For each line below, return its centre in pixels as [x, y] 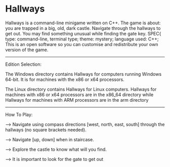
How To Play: [19, 114]
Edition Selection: [24, 64]
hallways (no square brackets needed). [46, 130]
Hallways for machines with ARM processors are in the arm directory [77, 100]
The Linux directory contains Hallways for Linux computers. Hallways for [81, 89]
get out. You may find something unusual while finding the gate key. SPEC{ [83, 33]
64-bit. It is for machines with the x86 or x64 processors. [65, 79]
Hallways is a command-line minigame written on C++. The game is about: [83, 23]
